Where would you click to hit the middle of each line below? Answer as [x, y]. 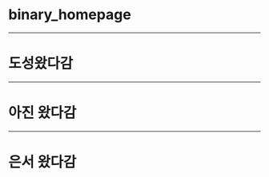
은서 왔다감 [42, 162]
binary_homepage [70, 15]
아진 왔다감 [42, 113]
